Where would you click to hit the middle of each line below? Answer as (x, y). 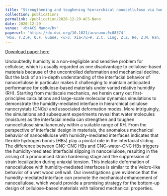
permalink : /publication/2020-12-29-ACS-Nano (53, 19)
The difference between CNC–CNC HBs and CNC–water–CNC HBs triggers (82, 146)
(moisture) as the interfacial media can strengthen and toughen (70, 119)
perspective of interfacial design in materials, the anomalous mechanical (80, 130)
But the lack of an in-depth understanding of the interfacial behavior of (78, 77)
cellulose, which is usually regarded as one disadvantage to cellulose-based (83, 66)
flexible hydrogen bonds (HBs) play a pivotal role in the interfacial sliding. (80, 140)
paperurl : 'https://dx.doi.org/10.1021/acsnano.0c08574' (65, 33)
